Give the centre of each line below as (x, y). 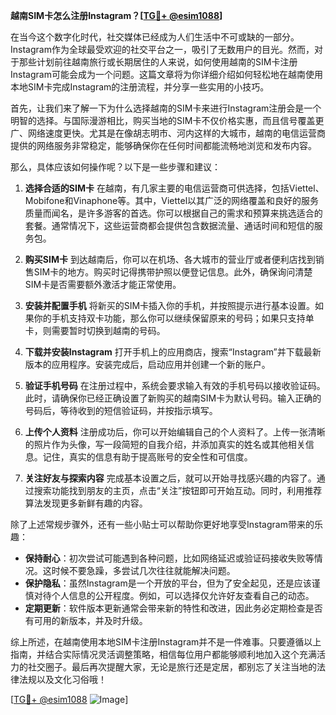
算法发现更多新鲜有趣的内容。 (86, 503)
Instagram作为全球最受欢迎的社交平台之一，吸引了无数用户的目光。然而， (162, 49)
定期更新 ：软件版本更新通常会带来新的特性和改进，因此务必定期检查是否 (173, 608)
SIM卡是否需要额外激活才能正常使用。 (103, 284)
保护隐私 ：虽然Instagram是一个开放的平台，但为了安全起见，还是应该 (168, 583)
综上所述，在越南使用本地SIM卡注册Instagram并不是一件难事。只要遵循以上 (166, 642)
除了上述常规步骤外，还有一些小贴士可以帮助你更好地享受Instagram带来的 (162, 524)
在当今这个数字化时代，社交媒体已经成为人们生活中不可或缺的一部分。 (155, 37)
